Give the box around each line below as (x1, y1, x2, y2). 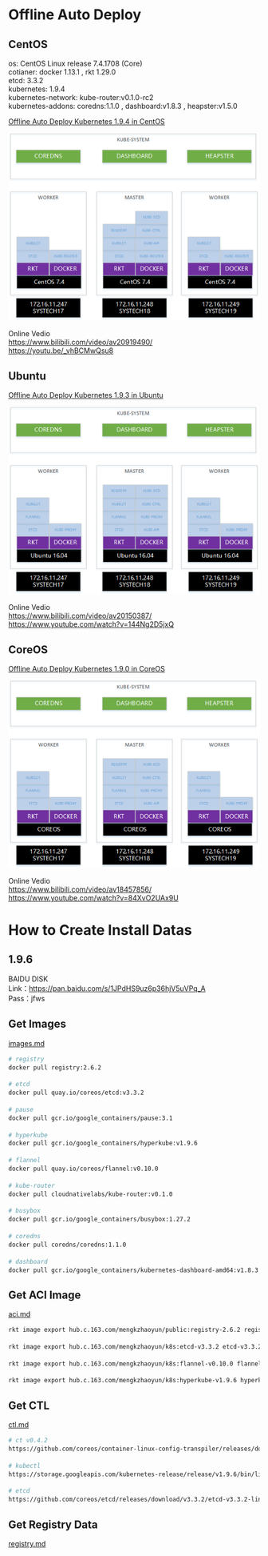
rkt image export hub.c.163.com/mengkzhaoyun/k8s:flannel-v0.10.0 (8, 1359, 234, 1368)
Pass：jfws (8, 993, 45, 1003)
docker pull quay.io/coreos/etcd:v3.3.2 (8, 1089, 145, 1097)
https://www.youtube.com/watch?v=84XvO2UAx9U (8, 892, 179, 902)
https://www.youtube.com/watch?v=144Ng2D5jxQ (8, 620, 174, 629)
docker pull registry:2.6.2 (8, 1063, 102, 1072)
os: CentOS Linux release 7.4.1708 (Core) (8, 58, 143, 68)
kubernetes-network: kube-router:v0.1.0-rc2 (8, 93, 154, 102)
